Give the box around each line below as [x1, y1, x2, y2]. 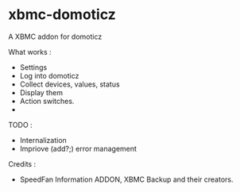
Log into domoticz [19, 71, 79, 80]
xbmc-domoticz [8, 6, 117, 24]
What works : [8, 47, 52, 56]
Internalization [19, 135, 68, 144]
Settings [19, 62, 48, 72]
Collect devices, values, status [19, 79, 121, 89]
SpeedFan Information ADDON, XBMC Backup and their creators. [19, 175, 234, 184]
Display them [19, 87, 64, 97]
